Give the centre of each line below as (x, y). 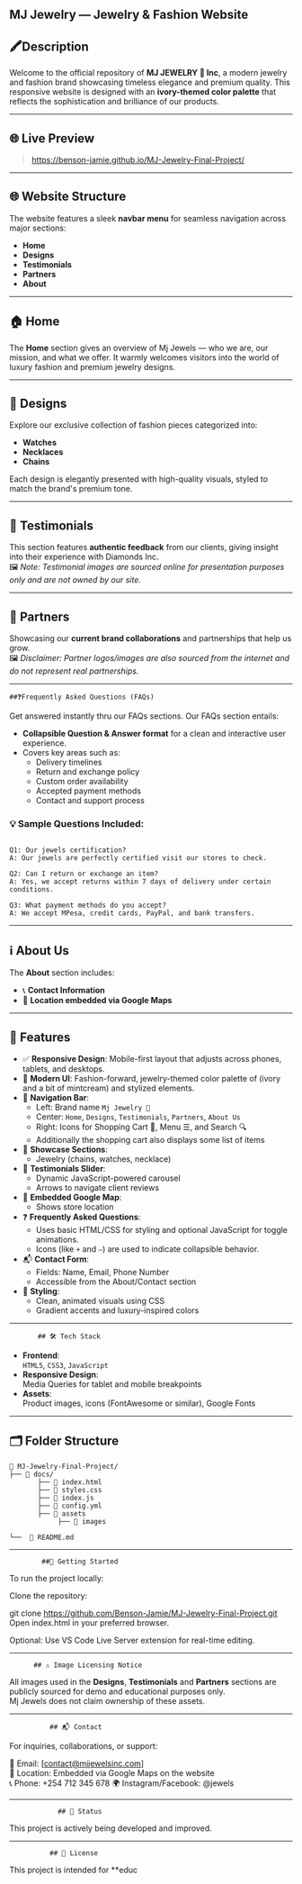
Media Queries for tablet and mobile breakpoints (112, 1384)
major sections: (38, 228)
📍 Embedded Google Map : (72, 1197)
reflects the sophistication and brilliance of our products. (115, 102)
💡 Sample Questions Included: (77, 824)
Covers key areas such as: (71, 753)
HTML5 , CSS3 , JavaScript (65, 1365)
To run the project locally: (57, 1578)
